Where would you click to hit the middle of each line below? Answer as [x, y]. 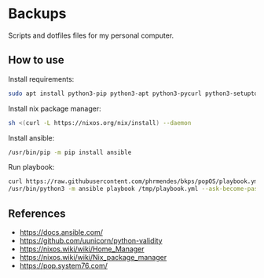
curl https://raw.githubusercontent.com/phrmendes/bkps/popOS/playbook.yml [135, 181]
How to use [36, 60]
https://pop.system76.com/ [64, 265]
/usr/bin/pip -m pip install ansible [70, 152]
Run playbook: [31, 167]
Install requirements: [41, 79]
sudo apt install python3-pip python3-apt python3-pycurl [105, 93]
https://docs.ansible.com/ [61, 232]
